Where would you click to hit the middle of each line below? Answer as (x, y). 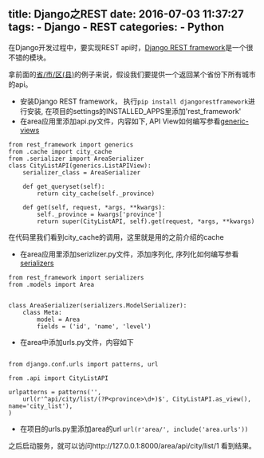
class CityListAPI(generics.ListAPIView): (80, 166)
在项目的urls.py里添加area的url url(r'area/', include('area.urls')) (134, 429)
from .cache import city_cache (60, 151)
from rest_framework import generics (71, 145)
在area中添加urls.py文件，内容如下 (77, 342)
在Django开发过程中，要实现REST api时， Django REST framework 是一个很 (131, 47)
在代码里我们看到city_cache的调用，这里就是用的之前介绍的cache (116, 237)
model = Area (59, 319)
